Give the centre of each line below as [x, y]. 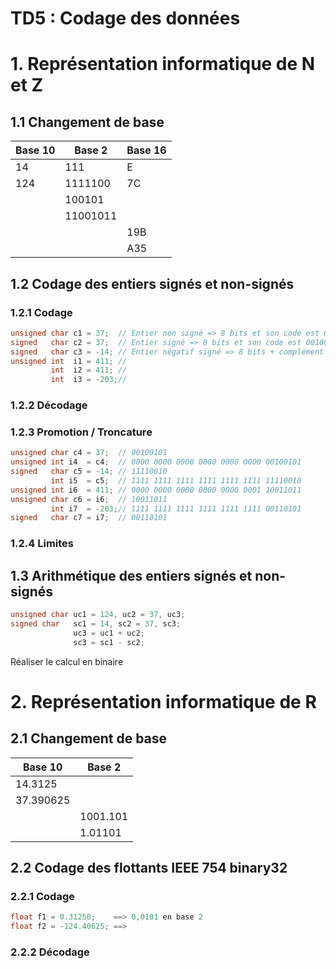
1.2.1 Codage [41, 312]
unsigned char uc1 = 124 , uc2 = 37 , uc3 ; [98, 615]
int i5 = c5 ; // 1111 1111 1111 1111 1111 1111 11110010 [176, 480]
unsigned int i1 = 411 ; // [69, 361]
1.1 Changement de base [87, 122]
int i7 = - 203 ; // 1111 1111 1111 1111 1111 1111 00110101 [176, 508]
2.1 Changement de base [89, 738]
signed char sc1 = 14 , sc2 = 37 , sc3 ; [96, 623]
